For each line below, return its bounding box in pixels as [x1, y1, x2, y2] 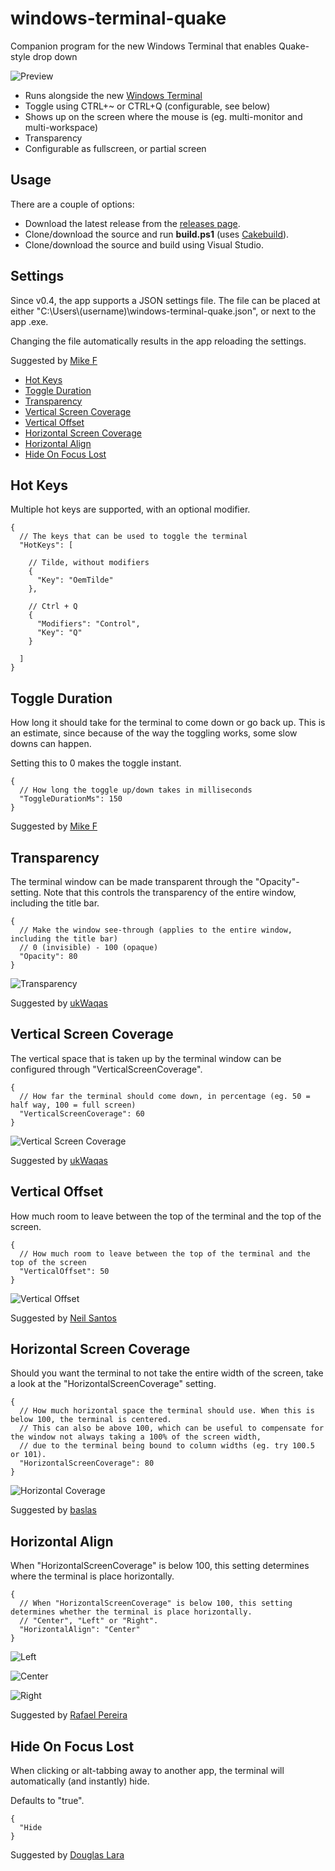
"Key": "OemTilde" [36, 575, 114, 586]
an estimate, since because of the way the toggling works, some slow [10, 727, 298, 739]
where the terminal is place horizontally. [10, 1570, 175, 1582]
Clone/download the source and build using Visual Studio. [24, 238, 264, 251]
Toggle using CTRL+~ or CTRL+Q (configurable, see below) [24, 100, 271, 112]
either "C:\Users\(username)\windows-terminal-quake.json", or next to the [10, 305, 317, 317]
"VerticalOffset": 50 [19, 1266, 110, 1276]
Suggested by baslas [10, 1504, 97, 1516]
